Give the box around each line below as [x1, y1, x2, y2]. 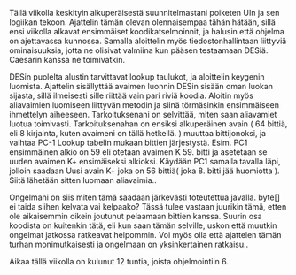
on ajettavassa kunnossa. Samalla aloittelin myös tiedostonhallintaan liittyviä [9, 35, 287, 46]
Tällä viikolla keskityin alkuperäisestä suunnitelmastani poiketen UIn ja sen [9, 8, 280, 18]
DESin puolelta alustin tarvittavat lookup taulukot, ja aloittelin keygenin [9, 72, 265, 82]
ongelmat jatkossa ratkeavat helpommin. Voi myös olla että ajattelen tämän [9, 230, 282, 240]
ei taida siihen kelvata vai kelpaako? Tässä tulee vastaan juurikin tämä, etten [9, 202, 287, 211]
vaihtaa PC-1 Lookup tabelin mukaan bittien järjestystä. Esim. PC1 [9, 137, 248, 148]
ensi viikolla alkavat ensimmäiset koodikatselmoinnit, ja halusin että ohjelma [9, 27, 285, 36]
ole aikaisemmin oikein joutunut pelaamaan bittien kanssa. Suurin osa [9, 211, 263, 221]
